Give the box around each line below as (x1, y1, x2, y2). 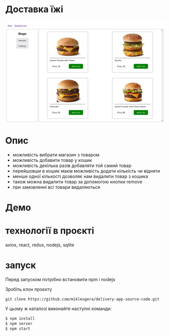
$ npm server (5, 321, 33, 326)
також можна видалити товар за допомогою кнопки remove (12, 179, 143, 185)
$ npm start (5, 326, 30, 331)
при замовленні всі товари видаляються (12, 184, 100, 190)
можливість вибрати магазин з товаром (12, 151, 100, 158)
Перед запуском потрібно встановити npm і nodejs (5, 276, 115, 282)
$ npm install (5, 316, 35, 321)
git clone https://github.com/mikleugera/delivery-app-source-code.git (5, 296, 159, 301)
